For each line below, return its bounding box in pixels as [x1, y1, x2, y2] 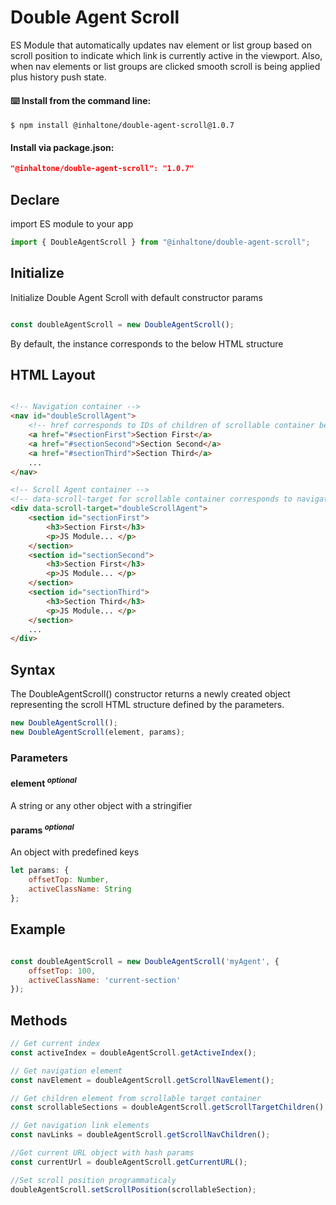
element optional [10, 776, 77, 790]
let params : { [10, 866, 70, 876]
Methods [10, 1012, 68, 1029]
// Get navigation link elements [10, 1121, 150, 1131]
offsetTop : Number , [28, 875, 110, 885]
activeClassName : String [28, 884, 132, 895]
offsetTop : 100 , [28, 966, 97, 976]
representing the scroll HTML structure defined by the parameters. [10, 699, 285, 711]
